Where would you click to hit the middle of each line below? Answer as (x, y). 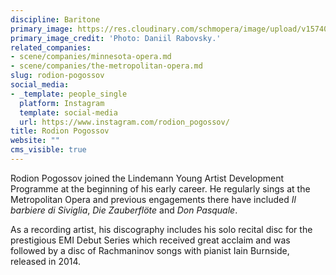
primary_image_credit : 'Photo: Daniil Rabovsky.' (116, 38)
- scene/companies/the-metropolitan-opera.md (106, 66)
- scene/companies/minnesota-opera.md (91, 57)
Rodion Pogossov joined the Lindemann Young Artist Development (147, 178)
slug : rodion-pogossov (57, 76)
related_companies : (51, 47)
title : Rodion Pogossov (60, 131)
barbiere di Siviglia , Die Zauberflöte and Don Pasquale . (124, 210)
